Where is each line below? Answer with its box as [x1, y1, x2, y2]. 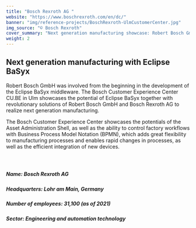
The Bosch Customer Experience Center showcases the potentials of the [6, 118, 181, 125]
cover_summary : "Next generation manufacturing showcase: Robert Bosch [6, 30, 184, 36]
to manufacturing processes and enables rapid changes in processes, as [6, 137, 181, 144]
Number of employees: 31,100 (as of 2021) [6, 200, 111, 208]
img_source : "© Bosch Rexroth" [6, 25, 82, 31]
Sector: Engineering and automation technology [6, 215, 126, 222]
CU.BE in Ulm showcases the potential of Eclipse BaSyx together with [6, 94, 173, 101]
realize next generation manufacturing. [6, 106, 100, 114]
